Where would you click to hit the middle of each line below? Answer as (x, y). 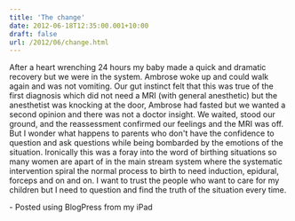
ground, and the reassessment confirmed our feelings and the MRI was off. (147, 124)
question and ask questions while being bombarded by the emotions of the (146, 143)
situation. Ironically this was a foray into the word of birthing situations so (143, 153)
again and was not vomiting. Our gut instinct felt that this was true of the (141, 86)
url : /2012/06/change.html (59, 42)
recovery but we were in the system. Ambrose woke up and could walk (139, 77)
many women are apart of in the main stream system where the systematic (146, 162)
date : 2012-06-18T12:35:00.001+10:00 (79, 26)
